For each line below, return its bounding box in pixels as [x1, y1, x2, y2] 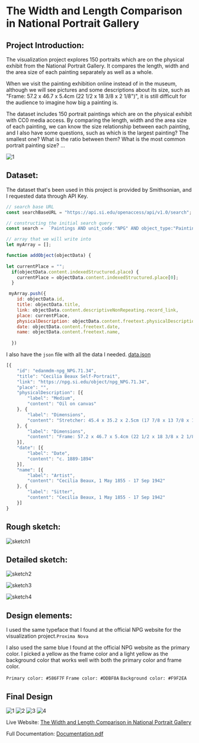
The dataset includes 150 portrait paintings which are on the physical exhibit [6, 111, 192, 117]
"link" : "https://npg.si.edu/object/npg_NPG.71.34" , [17, 379, 150, 385]
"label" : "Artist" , [27, 472, 76, 478]
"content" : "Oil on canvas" [27, 401, 97, 407]
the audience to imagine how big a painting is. [6, 99, 118, 106]
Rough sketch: [6, 522, 61, 532]
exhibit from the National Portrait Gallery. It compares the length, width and [6, 62, 190, 69]
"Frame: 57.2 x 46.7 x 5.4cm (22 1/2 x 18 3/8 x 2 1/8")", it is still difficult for [6, 93, 187, 99]
